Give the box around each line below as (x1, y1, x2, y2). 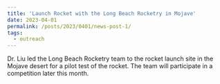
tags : (7, 29, 23, 36)
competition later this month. (7, 70, 89, 78)
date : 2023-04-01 (7, 17, 57, 23)
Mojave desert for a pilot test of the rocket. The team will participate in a (7, 62, 213, 70)
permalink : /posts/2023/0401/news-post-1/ (7, 23, 131, 30)
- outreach (13, 36, 45, 43)
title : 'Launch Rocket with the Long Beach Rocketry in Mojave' (7, 10, 196, 17)
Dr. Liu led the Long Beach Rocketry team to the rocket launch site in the (7, 54, 214, 63)
